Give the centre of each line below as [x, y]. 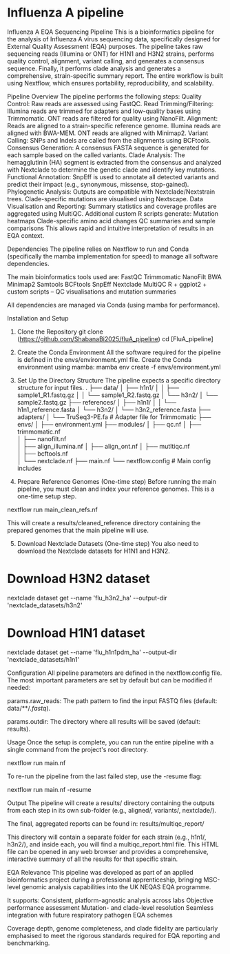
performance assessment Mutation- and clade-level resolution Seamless [111, 907]
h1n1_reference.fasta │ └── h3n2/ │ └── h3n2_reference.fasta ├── [114, 409]
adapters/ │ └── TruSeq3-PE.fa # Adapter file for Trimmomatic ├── [114, 417]
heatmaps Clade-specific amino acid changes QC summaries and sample [111, 221]
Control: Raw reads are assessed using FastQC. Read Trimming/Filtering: [111, 103]
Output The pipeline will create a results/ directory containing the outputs [111, 803]
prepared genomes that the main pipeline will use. [78, 530]
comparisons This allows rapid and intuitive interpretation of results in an [110, 228]
